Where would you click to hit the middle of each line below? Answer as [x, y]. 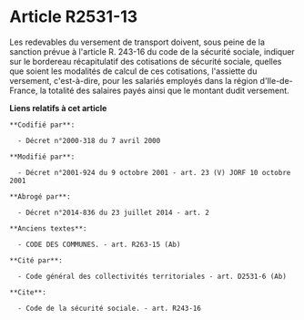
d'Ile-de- [276, 80]
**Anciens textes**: [49, 228]
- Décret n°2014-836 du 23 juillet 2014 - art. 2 [113, 212]
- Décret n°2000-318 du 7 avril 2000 [89, 140]
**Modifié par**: [42, 157]
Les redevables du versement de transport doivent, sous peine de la [137, 42]
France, [24, 90]
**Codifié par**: [42, 125]
